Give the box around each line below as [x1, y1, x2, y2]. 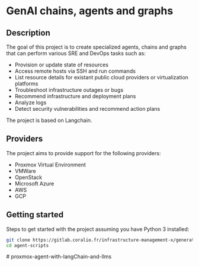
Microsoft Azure [14, 180, 54, 187]
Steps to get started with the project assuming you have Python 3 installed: [6, 225, 190, 232]
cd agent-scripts [6, 242, 49, 248]
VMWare [14, 167, 37, 174]
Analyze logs [14, 99, 47, 106]
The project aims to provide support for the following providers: [6, 149, 161, 156]
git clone [6, 237, 31, 243]
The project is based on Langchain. [6, 117, 92, 124]
